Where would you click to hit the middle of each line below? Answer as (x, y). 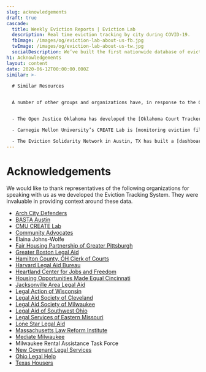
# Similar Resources (38, 86)
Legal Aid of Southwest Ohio (51, 311)
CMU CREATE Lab (38, 226)
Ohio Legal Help (36, 357)
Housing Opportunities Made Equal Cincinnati (73, 278)
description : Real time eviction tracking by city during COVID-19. (101, 35)
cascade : (17, 23)
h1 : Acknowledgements (34, 58)
